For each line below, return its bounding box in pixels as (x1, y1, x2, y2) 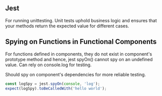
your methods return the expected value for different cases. (5, 23, 129, 29)
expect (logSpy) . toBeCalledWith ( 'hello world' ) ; (5, 86, 107, 91)
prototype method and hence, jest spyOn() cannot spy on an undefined (5, 56, 153, 62)
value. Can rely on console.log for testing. (5, 62, 92, 68)
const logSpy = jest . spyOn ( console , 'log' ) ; (5, 81, 100, 86)
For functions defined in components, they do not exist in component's (5, 51, 152, 57)
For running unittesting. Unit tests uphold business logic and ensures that (5, 17, 157, 23)
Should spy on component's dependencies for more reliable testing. (5, 71, 146, 77)
